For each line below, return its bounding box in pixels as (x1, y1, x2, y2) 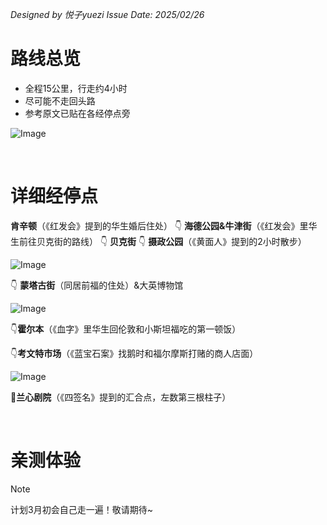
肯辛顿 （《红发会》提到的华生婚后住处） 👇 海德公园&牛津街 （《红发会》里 (10, 219, 309, 232)
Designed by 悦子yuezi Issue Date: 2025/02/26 (10, 9, 205, 20)
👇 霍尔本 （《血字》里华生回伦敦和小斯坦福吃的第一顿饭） (10, 323, 242, 335)
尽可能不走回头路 (24, 94, 96, 107)
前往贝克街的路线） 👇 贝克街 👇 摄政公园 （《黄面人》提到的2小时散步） (18, 235, 307, 247)
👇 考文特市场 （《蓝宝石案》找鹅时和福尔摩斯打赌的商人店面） (10, 347, 259, 359)
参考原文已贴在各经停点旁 (24, 107, 131, 119)
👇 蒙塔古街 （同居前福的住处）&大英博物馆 (10, 279, 184, 291)
